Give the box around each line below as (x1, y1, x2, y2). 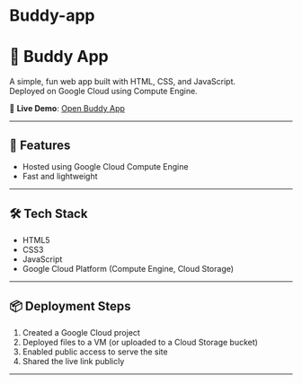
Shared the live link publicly (22, 355, 125, 366)
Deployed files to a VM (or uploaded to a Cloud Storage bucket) (22, 336, 259, 347)
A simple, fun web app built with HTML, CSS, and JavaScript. (9, 76, 236, 87)
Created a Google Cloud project (22, 327, 141, 337)
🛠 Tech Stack (9, 206, 88, 222)
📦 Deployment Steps (9, 299, 131, 314)
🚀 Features (9, 137, 71, 153)
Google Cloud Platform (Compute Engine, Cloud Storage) (22, 263, 235, 274)
